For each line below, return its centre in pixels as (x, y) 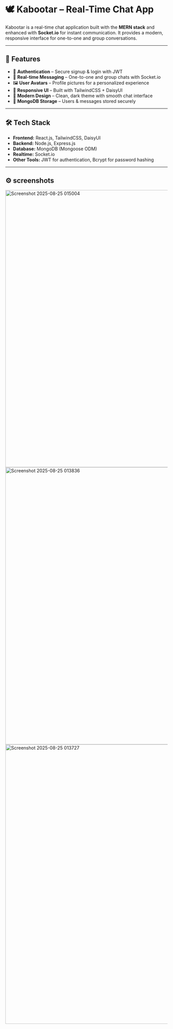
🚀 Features (23, 59)
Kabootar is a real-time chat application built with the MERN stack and (80, 27)
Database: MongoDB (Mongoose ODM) (55, 149)
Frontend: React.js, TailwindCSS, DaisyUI (57, 138)
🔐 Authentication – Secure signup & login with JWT (67, 72)
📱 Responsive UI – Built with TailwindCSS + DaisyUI (67, 90)
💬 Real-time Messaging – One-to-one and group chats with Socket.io (87, 77)
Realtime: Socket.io (34, 154)
